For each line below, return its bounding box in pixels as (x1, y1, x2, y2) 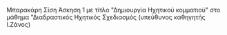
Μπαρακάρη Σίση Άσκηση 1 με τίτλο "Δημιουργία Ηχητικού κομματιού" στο (6, 6, 221, 14)
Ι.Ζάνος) (6, 21, 31, 28)
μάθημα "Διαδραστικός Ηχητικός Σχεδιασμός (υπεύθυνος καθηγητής (6, 13, 206, 21)
